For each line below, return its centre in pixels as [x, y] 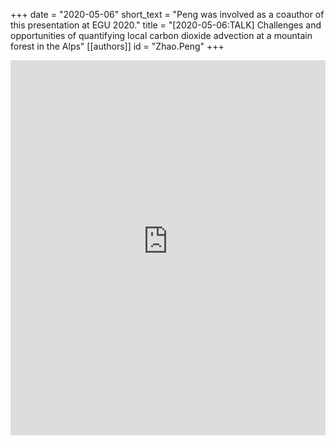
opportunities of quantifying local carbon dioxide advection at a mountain [161, 35]
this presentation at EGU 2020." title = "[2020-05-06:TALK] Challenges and [166, 25]
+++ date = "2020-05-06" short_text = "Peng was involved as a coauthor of [167, 14]
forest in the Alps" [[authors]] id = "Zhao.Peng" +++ [117, 46]
